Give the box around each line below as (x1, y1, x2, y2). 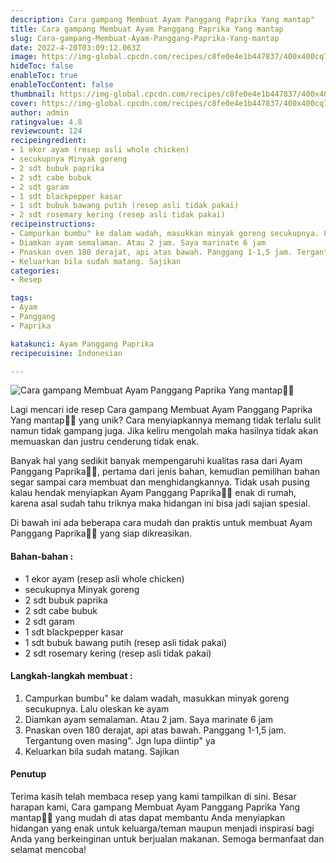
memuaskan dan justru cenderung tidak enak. (10, 436, 200, 448)
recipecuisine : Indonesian (10, 348, 123, 358)
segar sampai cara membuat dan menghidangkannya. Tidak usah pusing (10, 476, 310, 488)
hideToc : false (10, 61, 74, 71)
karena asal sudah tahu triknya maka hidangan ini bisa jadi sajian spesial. (10, 497, 311, 510)
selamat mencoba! (10, 843, 87, 855)
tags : (10, 293, 33, 303)
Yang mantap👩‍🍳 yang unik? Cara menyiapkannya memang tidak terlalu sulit (10, 414, 322, 426)
